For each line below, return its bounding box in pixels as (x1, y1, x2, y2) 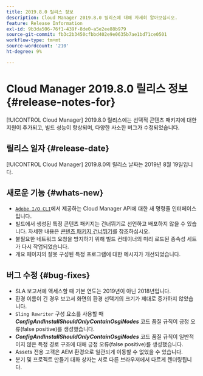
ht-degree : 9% (6, 49, 43, 55)
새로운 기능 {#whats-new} (6, 187, 104, 198)
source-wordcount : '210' (6, 43, 69, 49)
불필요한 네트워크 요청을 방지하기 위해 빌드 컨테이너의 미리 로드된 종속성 (15, 235, 186, 243)
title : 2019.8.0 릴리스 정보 (6, 9, 74, 15)
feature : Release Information (6, 20, 83, 26)
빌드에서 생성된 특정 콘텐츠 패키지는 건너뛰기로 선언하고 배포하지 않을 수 (15, 220, 186, 228)
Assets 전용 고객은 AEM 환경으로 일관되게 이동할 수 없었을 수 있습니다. (15, 348, 184, 356)
